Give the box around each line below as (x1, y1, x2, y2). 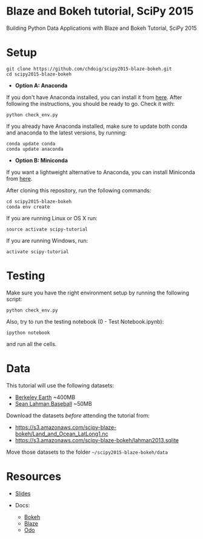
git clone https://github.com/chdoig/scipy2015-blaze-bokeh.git (6, 66, 172, 72)
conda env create (6, 204, 50, 210)
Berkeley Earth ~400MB (15, 394, 76, 401)
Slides (15, 490, 31, 497)
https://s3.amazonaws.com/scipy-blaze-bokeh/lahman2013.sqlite (15, 436, 179, 443)
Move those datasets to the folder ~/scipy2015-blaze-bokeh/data (6, 448, 168, 456)
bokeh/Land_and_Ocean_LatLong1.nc (15, 430, 108, 437)
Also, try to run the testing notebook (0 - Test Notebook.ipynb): (6, 318, 164, 325)
